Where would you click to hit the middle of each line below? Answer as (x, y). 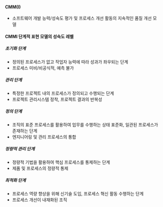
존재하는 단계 (25, 131)
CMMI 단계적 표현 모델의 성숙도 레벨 (40, 36)
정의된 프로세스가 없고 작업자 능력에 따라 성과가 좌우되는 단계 (70, 62)
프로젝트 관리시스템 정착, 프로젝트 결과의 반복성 (57, 99)
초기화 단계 (15, 48)
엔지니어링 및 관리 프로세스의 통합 (44, 137)
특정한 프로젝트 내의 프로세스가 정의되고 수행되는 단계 (63, 93)
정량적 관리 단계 (20, 149)
